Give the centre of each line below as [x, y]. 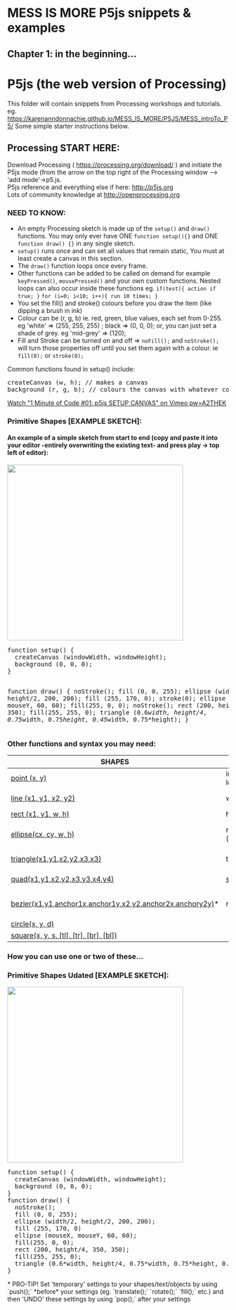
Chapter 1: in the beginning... [72, 54]
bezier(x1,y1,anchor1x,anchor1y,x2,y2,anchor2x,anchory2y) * [115, 904]
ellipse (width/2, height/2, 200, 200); [85, 1222]
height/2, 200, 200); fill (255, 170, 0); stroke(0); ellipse [117, 698]
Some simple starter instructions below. [72, 126]
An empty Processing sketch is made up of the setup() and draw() [113, 228]
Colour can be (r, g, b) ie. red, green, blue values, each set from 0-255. [120, 318]
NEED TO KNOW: [37, 213]
